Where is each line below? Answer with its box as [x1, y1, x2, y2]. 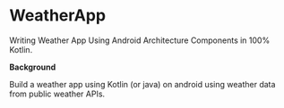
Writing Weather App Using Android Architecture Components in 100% [9, 35, 271, 46]
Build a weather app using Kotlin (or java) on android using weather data [9, 79, 276, 89]
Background [9, 62, 56, 72]
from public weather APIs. [9, 88, 106, 99]
